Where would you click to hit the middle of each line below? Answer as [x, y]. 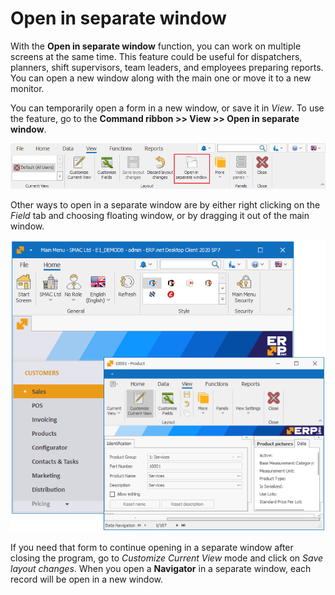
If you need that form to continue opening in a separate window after [152, 547]
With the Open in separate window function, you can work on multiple [156, 46]
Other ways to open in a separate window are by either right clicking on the [165, 205]
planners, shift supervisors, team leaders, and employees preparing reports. [167, 67]
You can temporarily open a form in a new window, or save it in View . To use [167, 108]
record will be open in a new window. [86, 579]
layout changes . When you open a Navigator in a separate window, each [161, 568]
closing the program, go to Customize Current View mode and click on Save [167, 558]
